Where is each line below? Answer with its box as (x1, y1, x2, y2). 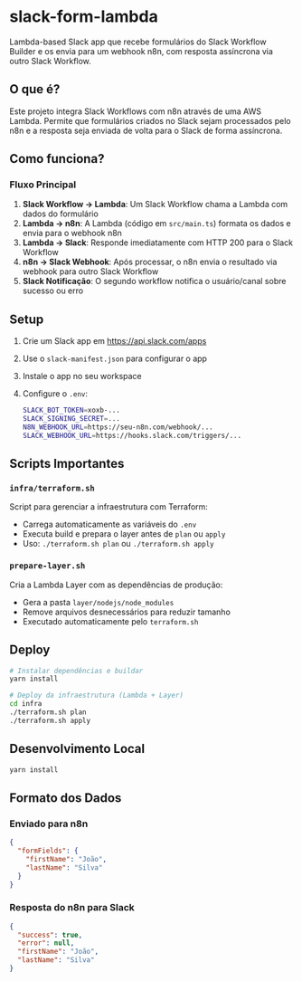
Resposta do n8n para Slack (9, 901, 136, 914)
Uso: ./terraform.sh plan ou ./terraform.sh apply (22, 538, 214, 549)
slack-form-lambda (9, 6, 158, 27)
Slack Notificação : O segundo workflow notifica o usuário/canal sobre (22, 276, 287, 287)
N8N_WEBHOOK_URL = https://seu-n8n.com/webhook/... (22, 423, 214, 432)
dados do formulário (22, 208, 99, 219)
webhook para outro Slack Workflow (22, 266, 159, 277)
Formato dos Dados (9, 790, 122, 805)
